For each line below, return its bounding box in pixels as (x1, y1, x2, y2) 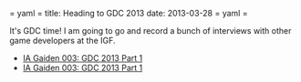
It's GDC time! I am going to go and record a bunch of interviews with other (9, 26, 292, 36)
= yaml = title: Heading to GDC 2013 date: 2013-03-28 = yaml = (9, 8, 248, 18)
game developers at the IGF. (9, 36, 116, 46)
